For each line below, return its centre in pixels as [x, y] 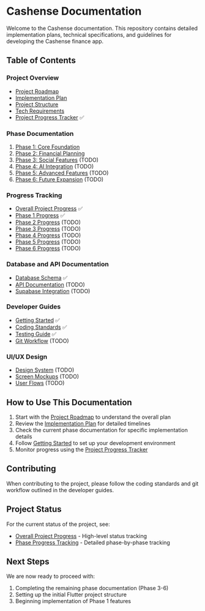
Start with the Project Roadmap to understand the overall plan [93, 417]
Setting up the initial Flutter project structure [71, 594]
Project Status [34, 509]
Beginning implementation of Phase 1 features [73, 601]
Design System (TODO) [45, 370]
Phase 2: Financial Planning [50, 153]
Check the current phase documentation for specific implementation [102, 430]
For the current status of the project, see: [58, 524]
